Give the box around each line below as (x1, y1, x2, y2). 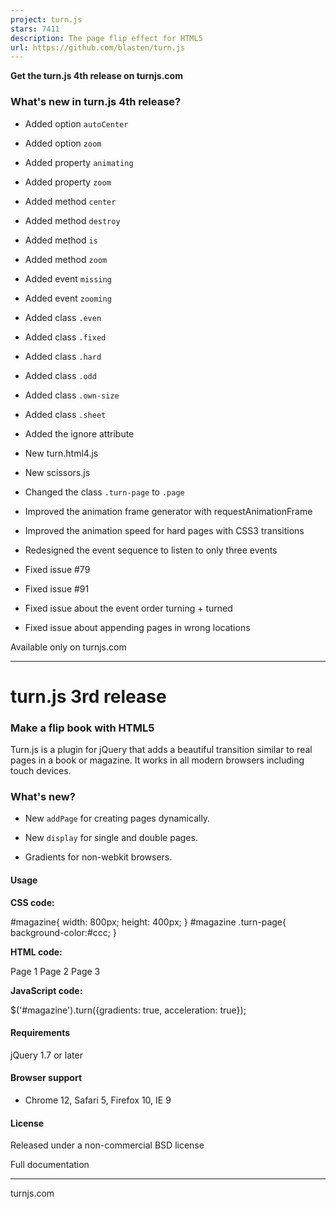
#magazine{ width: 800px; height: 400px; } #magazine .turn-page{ (10, 916, 287, 928)
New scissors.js (24, 466, 91, 478)
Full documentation (10, 1159, 90, 1171)
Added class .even (24, 311, 102, 323)
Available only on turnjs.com (10, 641, 127, 653)
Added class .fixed (24, 331, 107, 343)
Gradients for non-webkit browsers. (24, 851, 173, 863)
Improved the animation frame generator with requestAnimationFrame (24, 505, 313, 517)
